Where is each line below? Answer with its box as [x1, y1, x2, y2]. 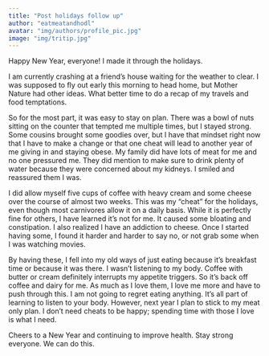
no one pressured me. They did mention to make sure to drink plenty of [8, 156, 244, 166]
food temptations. [8, 97, 67, 107]
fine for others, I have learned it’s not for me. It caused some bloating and [8, 214, 251, 223]
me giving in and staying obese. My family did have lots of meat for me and [8, 147, 257, 157]
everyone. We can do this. [8, 339, 95, 349]
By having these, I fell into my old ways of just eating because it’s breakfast [8, 255, 257, 265]
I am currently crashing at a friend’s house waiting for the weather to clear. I [8, 72, 259, 81]
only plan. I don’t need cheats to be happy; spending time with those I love [8, 306, 255, 316]
